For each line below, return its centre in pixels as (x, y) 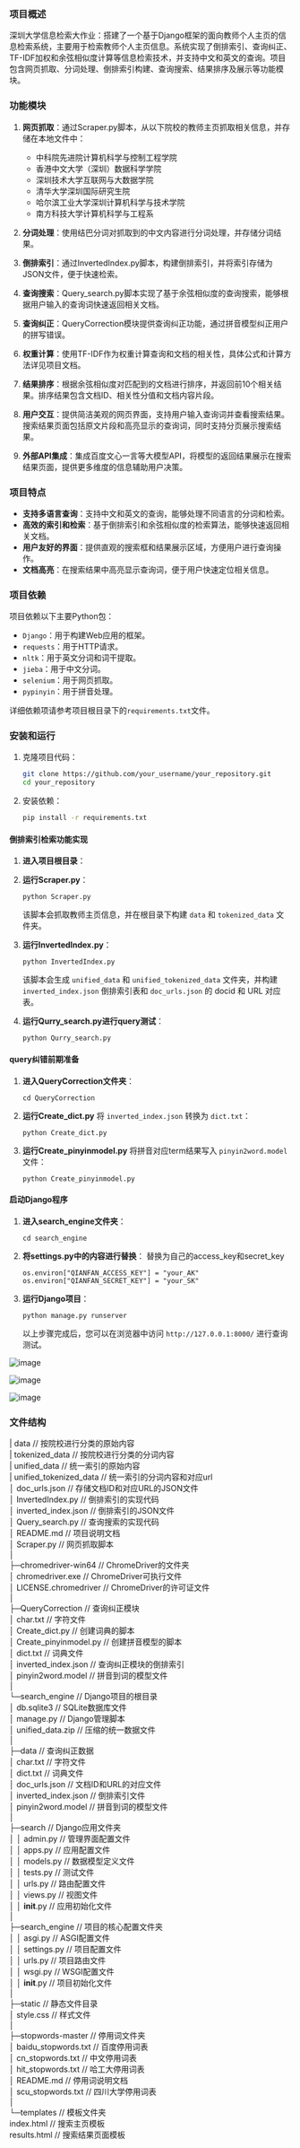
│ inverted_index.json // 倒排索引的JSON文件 (92, 1511)
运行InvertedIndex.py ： (67, 945)
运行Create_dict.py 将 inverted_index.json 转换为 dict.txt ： (136, 1115)
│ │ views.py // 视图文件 (54, 1895)
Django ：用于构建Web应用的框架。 (86, 635)
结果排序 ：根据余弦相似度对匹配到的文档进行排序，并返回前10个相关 (148, 384)
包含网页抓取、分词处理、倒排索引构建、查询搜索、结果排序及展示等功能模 (146, 69)
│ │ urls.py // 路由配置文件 (58, 1884)
